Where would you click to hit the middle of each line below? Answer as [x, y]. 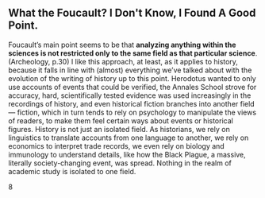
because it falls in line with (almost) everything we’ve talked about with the [130, 70]
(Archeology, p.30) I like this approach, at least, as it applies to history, [123, 61]
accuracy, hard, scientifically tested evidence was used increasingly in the [130, 95]
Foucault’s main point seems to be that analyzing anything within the [122, 45]
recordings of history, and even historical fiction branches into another [123, 103]
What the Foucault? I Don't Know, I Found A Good [132, 13]
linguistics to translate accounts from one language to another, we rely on [129, 138]
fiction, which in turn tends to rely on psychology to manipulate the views [136, 112]
